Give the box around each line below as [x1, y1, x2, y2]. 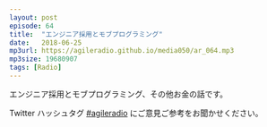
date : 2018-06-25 [9, 38, 82, 47]
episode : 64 [9, 21, 54, 30]
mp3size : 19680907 [9, 55, 78, 63]
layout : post [9, 13, 58, 22]
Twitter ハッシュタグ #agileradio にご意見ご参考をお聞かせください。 [9, 107, 263, 118]
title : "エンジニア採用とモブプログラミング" [9, 30, 163, 38]
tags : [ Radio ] [9, 63, 63, 72]
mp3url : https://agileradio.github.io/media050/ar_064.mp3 [9, 47, 235, 55]
